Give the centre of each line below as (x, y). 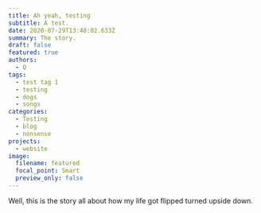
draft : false (30, 45)
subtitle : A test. (39, 23)
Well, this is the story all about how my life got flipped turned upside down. (130, 200)
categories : (28, 112)
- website (31, 149)
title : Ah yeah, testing (49, 15)
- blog (26, 126)
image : (19, 156)
